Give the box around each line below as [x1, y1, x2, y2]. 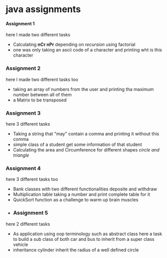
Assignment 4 [6, 165, 41, 172]
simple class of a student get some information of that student [13, 141, 142, 147]
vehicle [13, 241, 28, 247]
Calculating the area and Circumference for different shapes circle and [13, 146, 160, 152]
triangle [13, 152, 30, 158]
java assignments [6, 4, 81, 15]
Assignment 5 [13, 210, 48, 217]
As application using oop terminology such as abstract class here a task [13, 231, 162, 237]
